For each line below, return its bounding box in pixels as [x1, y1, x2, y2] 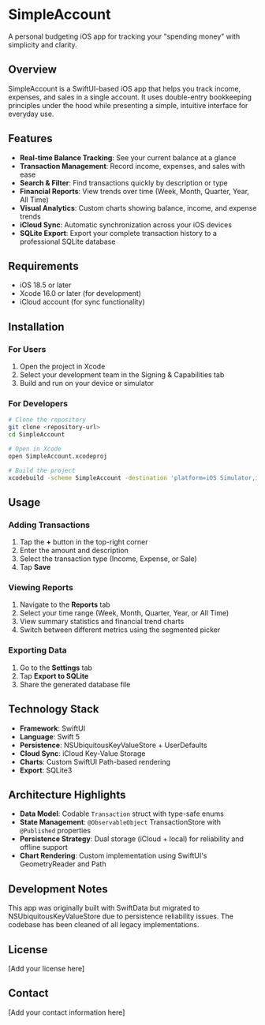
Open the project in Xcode [19, 361, 106, 372]
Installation [8, 320, 65, 333]
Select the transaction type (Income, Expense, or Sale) [19, 554, 197, 563]
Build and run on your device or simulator [19, 379, 155, 388]
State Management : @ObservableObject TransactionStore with [19, 817, 221, 827]
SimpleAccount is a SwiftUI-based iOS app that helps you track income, [8, 84, 241, 93]
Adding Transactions [8, 519, 91, 530]
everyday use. [8, 109, 54, 118]
